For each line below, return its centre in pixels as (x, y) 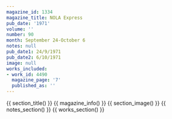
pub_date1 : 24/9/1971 (34, 52)
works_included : (27, 69)
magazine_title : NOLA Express (45, 18)
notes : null (21, 46)
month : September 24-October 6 (46, 40)
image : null (21, 63)
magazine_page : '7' (36, 80)
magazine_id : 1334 (29, 12)
